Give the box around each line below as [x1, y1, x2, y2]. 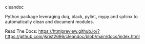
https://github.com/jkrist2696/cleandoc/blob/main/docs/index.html [5, 34, 140, 39]
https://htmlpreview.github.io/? [38, 28, 100, 34]
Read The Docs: [5, 28, 38, 34]
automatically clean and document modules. [5, 19, 94, 24]
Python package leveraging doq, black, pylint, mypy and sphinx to [5, 14, 138, 19]
